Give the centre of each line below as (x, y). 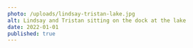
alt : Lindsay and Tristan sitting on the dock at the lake (97, 20)
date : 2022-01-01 (33, 27)
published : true (31, 34)
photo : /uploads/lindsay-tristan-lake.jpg (71, 14)
